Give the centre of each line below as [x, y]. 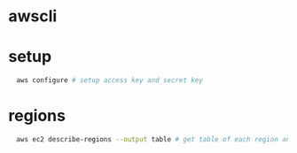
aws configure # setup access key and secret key [109, 80]
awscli [33, 16]
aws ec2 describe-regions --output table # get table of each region [147, 139]
